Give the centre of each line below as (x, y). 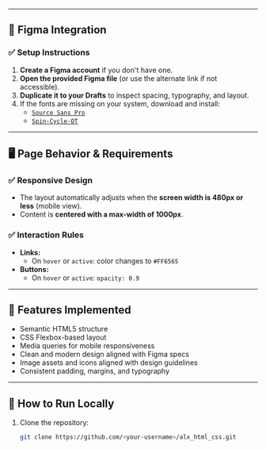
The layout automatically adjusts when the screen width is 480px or (131, 198)
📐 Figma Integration (57, 30)
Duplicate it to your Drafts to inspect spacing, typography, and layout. (134, 95)
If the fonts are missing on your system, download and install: (120, 103)
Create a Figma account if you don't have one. (96, 70)
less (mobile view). (51, 206)
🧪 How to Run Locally (61, 403)
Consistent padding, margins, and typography (95, 371)
